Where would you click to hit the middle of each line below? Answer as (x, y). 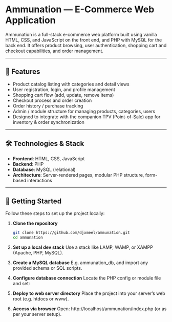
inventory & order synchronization (48, 122)
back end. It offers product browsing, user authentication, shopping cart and (86, 45)
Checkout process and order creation (52, 100)
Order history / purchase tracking (48, 105)
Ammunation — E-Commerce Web (80, 9)
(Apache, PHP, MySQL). (38, 253)
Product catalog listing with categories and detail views (71, 84)
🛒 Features (23, 72)
